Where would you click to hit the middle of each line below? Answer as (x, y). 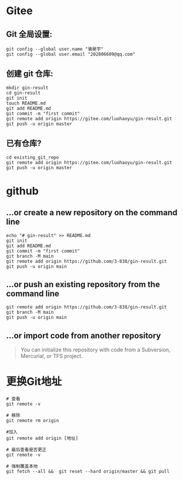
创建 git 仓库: (30, 74)
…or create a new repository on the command (92, 213)
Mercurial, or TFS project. (51, 356)
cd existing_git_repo (33, 157)
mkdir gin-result (27, 88)
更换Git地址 (34, 382)
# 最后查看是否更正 (26, 450)
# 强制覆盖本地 (22, 466)
